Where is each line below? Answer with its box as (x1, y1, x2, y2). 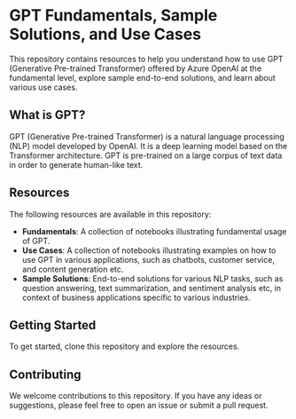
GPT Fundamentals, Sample (9, 5, 218, 26)
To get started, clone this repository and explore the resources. (9, 341, 240, 352)
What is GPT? (9, 107, 86, 123)
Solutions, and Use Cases (9, 24, 202, 44)
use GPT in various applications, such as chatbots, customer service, (21, 254, 275, 265)
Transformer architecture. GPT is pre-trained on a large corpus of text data (9, 150, 283, 161)
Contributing (9, 367, 82, 382)
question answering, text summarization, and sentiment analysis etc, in (21, 282, 282, 293)
